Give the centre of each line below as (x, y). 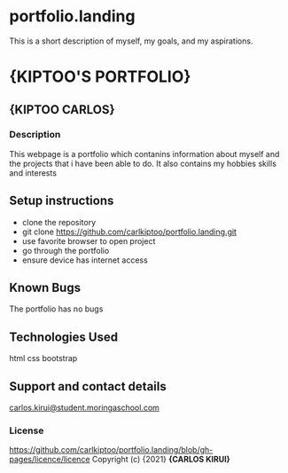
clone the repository (59, 222)
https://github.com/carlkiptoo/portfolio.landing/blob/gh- (111, 450)
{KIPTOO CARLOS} (62, 110)
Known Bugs (45, 288)
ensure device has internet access (85, 260)
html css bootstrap (43, 359)
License (27, 430)
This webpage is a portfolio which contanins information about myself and (144, 154)
